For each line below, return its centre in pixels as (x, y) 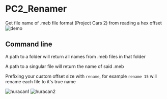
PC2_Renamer (36, 9)
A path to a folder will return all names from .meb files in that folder (76, 56)
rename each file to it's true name (41, 81)
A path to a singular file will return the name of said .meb (65, 66)
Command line (29, 44)
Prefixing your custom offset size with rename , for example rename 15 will (81, 76)
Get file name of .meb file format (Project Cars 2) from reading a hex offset (83, 23)
